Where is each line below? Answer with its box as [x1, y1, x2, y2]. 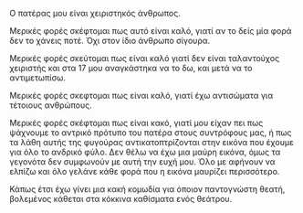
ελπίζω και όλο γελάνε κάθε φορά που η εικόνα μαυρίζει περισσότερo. [9, 166, 280, 176]
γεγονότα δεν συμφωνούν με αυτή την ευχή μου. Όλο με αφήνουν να [9, 156, 276, 167]
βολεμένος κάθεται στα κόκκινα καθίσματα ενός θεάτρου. [9, 194, 233, 204]
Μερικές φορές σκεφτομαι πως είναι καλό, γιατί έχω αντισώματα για [9, 91, 274, 101]
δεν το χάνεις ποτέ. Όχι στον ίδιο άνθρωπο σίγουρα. [9, 36, 211, 46]
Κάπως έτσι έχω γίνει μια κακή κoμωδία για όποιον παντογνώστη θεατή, [9, 184, 286, 195]
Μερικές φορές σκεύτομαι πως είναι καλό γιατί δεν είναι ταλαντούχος [9, 53, 280, 63]
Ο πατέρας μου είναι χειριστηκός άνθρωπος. [9, 8, 181, 18]
